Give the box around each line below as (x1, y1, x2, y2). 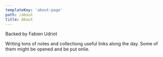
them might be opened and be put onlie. (5, 46, 90, 52)
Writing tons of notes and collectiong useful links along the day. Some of (5, 41, 158, 47)
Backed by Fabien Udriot (5, 31, 58, 37)
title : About (5, 17, 33, 22)
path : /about (5, 12, 33, 17)
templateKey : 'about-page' (5, 7, 63, 13)
